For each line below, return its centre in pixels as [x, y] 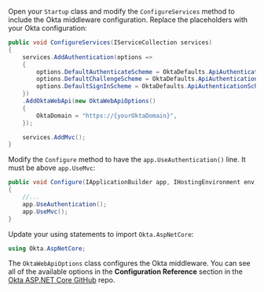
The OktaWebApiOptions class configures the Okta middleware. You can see [129, 264]
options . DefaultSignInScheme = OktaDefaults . [112, 87]
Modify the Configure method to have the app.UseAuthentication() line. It [127, 160]
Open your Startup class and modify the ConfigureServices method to [122, 11]
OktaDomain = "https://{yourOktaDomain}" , [107, 116]
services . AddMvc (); [54, 137]
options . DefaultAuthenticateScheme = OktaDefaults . [123, 72]
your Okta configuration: [48, 28]
